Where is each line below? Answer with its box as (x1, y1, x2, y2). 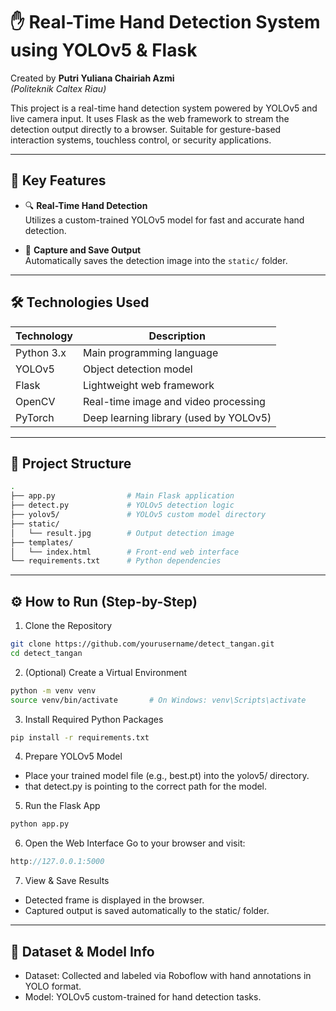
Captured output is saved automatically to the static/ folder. (24, 905, 270, 917)
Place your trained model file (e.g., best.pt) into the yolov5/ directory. (24, 770, 310, 782)
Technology (15, 329, 73, 343)
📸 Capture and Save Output (24, 244, 142, 256)
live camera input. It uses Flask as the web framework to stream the (10, 112, 290, 124)
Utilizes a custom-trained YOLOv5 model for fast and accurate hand (24, 214, 305, 226)
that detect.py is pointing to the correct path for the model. (24, 780, 268, 793)
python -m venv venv (10, 685, 97, 696)
